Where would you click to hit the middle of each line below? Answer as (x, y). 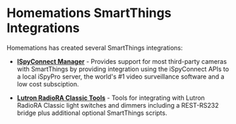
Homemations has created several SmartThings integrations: (95, 47)
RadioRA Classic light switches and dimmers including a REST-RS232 (118, 105)
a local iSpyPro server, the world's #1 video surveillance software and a (120, 77)
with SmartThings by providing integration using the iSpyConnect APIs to (123, 69)
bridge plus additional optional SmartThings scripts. (92, 113)
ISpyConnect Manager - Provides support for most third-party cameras (122, 61)
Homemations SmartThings (89, 13)
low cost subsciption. (48, 84)
